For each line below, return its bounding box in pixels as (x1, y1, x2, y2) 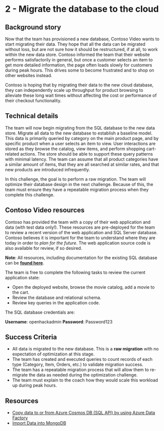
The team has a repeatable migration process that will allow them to (12, 367, 149, 373)
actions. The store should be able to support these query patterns (20, 151, 153, 157)
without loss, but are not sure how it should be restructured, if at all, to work (5, 47, 158, 52)
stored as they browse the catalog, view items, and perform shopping (5, 146, 145, 152)
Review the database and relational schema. (12, 295, 101, 300)
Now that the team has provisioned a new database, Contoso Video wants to (5, 36, 160, 42)
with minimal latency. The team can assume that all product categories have (5, 156, 158, 162)
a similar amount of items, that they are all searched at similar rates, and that (5, 161, 159, 167)
